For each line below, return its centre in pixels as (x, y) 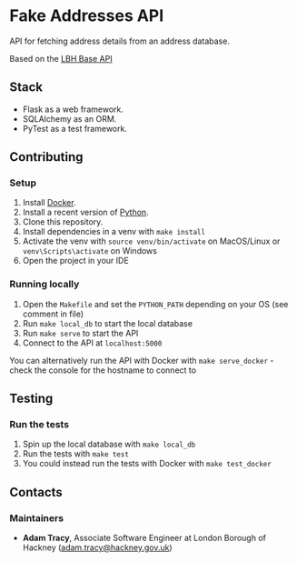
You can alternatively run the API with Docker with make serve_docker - (142, 360)
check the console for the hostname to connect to (103, 370)
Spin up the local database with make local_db (109, 444)
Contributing (46, 157)
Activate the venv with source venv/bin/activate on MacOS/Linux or (151, 241)
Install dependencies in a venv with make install (114, 232)
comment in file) (53, 314)
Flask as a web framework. (73, 109)
